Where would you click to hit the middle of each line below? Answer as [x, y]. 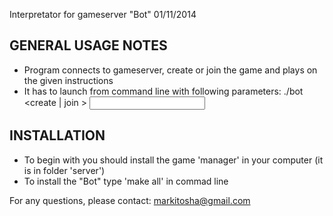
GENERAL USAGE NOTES [88, 45]
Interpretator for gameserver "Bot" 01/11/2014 [103, 14]
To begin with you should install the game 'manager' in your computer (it [173, 160]
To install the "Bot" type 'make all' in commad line [126, 181]
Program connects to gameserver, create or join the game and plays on [170, 70]
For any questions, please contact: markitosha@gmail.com [130, 200]
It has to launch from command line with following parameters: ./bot [163, 91]
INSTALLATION [57, 135]
